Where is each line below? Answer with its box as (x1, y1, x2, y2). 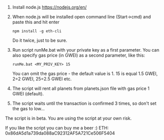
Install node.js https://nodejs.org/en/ (12, 4, 87, 10)
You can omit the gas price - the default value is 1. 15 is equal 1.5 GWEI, (12, 70, 158, 76)
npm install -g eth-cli (12, 29, 62, 34)
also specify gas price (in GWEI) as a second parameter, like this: (12, 52, 145, 58)
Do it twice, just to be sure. (12, 37, 67, 43)
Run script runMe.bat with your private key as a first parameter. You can (12, 47, 160, 53)
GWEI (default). (12, 91, 44, 96)
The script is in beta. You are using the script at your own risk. (5, 115, 132, 121)
